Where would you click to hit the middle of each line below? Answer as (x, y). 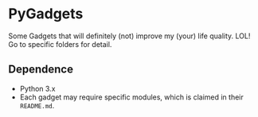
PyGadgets (46, 14)
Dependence (41, 70)
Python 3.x (37, 88)
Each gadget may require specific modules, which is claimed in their (132, 97)
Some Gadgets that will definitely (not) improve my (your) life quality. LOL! (129, 36)
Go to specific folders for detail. (60, 44)
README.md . (37, 105)
